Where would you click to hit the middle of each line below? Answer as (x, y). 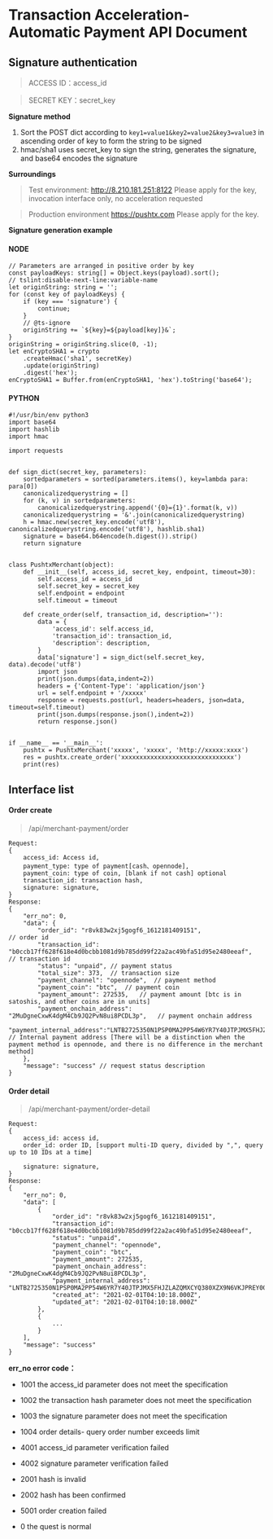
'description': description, (101, 644)
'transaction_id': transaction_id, (112, 636)
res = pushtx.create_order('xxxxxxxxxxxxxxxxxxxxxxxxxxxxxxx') (132, 758)
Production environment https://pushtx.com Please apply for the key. (144, 214)
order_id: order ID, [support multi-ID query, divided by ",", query (143, 1145)
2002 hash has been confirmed (73, 1495)
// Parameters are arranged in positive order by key (102, 266)
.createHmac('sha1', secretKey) (78, 359)
